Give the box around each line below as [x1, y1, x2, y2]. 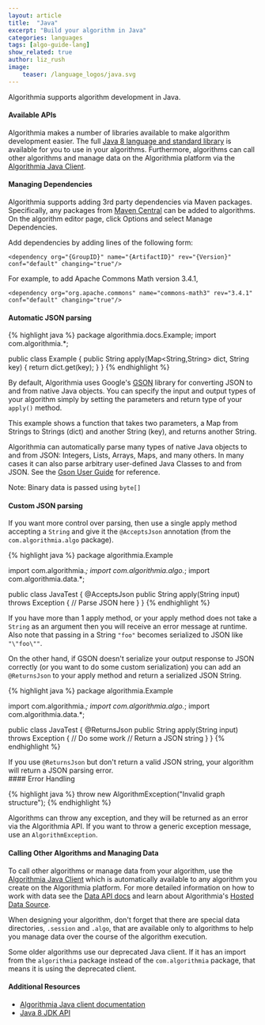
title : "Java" [8, 19, 59, 27]
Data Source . [8, 899, 51, 909]
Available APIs [8, 110, 57, 120]
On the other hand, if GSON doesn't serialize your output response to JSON [8, 654, 255, 663]
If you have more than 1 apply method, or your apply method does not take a [8, 613, 257, 623]
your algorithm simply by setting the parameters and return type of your [8, 395, 243, 404]
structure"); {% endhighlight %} [8, 798, 112, 807]
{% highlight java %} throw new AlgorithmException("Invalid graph [8, 789, 225, 799]
